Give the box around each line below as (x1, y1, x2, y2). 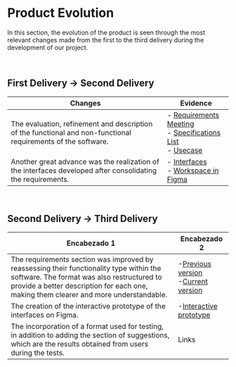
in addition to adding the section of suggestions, (11, 330, 170, 340)
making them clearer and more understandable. (11, 290, 168, 299)
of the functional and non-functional (11, 127, 131, 137)
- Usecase (166, 145, 203, 155)
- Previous (178, 259, 212, 268)
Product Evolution (7, 5, 114, 21)
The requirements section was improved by (11, 254, 154, 264)
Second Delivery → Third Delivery (7, 213, 158, 225)
